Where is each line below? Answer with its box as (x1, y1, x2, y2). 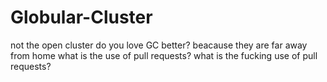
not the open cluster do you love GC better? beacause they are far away (10, 39, 308, 51)
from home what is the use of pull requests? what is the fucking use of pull (10, 49, 318, 61)
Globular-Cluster (10, 6, 153, 29)
